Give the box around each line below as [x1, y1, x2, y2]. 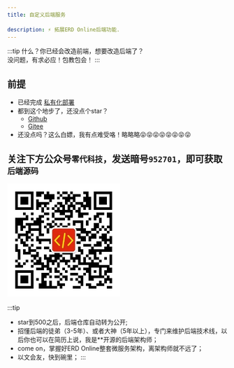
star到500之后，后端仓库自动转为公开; [17, 318, 128, 326]
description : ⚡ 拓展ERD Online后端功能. [7, 26, 120, 33]
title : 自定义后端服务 [7, 11, 66, 18]
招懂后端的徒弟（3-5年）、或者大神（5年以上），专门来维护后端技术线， [17, 327, 221, 335]
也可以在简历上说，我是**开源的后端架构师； [29, 336, 159, 344]
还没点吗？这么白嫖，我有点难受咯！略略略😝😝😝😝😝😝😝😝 [17, 130, 191, 139]
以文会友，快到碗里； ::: [17, 353, 86, 361]
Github [27, 115, 47, 123]
